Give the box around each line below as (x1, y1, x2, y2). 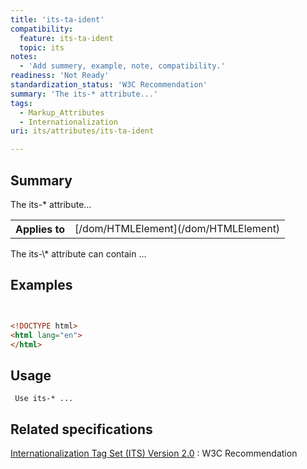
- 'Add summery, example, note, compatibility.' (19, 61, 226, 71)
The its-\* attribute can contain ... (10, 247, 147, 260)
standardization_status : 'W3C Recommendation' (10, 80, 208, 90)
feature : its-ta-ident (19, 33, 114, 43)
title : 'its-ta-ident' (10, 14, 105, 25)
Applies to (15, 222, 66, 236)
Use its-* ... (14, 394, 74, 404)
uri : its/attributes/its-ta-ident (10, 126, 155, 136)
